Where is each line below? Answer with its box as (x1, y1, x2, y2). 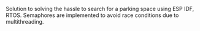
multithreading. (6, 18, 44, 25)
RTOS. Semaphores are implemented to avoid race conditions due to (6, 12, 179, 19)
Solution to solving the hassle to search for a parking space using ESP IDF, (6, 5, 194, 12)
